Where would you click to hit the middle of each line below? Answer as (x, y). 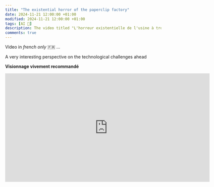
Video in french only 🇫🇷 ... (33, 47)
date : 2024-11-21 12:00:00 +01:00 (41, 14)
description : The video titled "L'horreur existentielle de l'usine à (80, 28)
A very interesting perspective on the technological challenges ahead (76, 57)
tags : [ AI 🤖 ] (19, 24)
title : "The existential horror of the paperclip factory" (67, 10)
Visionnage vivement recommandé (42, 66)
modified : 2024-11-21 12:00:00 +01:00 (45, 19)
